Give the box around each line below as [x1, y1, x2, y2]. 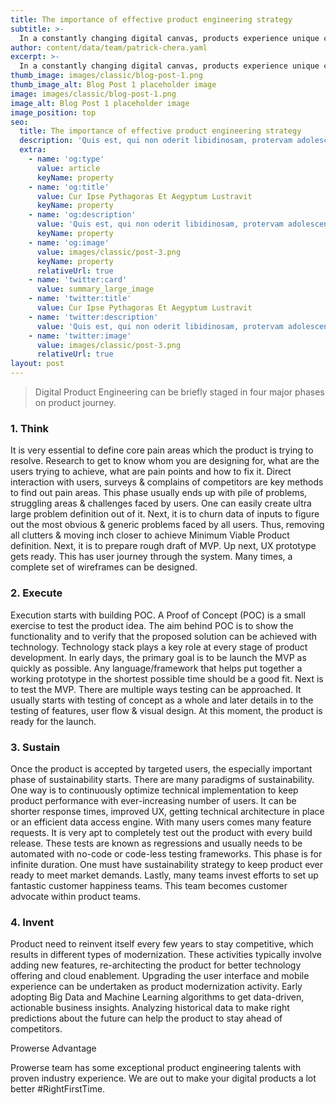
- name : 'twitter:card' [28, 275, 128, 285]
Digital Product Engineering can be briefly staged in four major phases [34, 386, 325, 398]
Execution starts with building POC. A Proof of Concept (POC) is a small [10, 609, 306, 621]
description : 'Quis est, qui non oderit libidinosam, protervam [19, 136, 293, 146]
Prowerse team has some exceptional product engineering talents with [10, 1062, 302, 1074]
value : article [36, 163, 101, 173]
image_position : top [10, 107, 97, 118]
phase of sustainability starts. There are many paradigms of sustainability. [10, 773, 315, 785]
